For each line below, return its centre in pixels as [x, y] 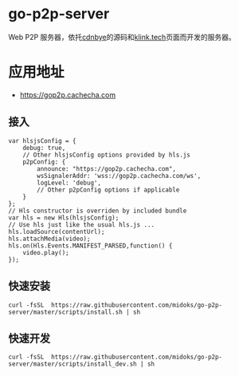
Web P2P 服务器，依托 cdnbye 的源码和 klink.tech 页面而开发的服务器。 [122, 37]
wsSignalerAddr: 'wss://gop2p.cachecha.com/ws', [119, 176]
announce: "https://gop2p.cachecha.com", [107, 168]
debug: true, [44, 148]
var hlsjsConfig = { [43, 141]
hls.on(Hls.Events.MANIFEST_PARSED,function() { [90, 245]
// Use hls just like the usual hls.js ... [82, 224]
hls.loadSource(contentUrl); [57, 232]
